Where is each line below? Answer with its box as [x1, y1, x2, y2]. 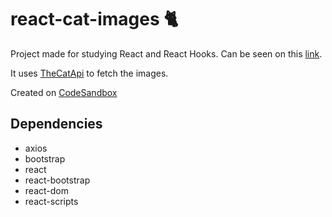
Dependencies [10, 116, 103, 133]
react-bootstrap [24, 174, 91, 186]
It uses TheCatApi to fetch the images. [10, 67, 169, 79]
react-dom [24, 184, 69, 196]
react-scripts [24, 195, 79, 207]
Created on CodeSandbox [10, 86, 118, 98]
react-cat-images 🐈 [10, 8, 179, 31]
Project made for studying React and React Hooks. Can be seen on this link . [10, 47, 323, 60]
